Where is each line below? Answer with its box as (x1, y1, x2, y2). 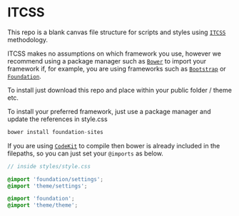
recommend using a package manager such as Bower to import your (7, 56, 207, 65)
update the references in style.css (7, 115, 108, 123)
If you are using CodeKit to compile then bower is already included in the (7, 141, 220, 150)
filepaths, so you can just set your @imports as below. (7, 149, 164, 158)
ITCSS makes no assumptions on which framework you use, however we (7, 49, 221, 58)
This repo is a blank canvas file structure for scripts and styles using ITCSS (7, 28, 226, 36)
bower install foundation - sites (7, 128, 103, 135)
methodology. (7, 35, 49, 43)
